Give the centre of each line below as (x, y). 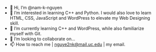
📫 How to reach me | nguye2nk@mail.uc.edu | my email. (67, 44)
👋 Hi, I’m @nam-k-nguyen (36, 8)
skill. (15, 23)
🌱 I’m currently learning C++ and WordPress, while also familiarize (77, 28)
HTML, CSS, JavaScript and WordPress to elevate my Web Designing (80, 18)
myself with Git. (26, 34)
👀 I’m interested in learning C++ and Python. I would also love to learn (80, 13)
